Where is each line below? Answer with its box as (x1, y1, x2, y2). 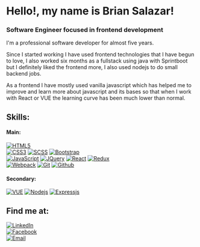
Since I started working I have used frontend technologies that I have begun (6, 51, 195, 58)
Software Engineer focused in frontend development (6, 26, 164, 34)
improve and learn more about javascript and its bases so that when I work (6, 88, 192, 96)
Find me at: (6, 206, 49, 216)
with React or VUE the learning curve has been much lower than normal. (6, 94, 186, 102)
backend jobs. (6, 70, 42, 78)
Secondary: (6, 175, 37, 182)
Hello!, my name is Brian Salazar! (6, 4, 175, 18)
